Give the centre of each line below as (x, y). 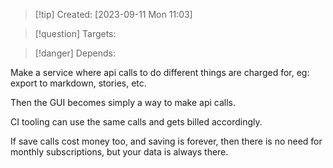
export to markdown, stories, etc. (78, 83)
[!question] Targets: (75, 33)
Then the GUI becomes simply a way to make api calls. (123, 102)
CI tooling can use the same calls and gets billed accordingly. (136, 122)
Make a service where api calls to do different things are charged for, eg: (160, 72)
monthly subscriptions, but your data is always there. (119, 152)
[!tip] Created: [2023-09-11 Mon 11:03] (113, 14)
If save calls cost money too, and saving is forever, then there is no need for (166, 141)
